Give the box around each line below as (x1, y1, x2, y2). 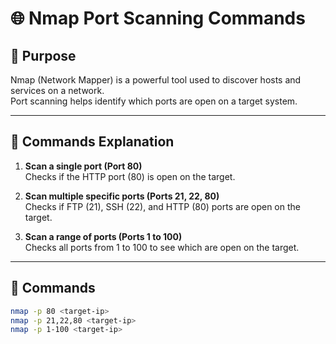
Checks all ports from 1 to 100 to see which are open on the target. (24, 241, 300, 253)
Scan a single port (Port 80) (24, 160, 143, 172)
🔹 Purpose (10, 47, 77, 64)
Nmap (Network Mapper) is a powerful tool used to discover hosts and (10, 74, 302, 86)
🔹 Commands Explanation (10, 133, 175, 151)
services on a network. (10, 85, 105, 96)
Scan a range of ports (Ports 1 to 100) (24, 230, 183, 242)
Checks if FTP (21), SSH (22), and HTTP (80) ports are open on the (24, 200, 301, 212)
